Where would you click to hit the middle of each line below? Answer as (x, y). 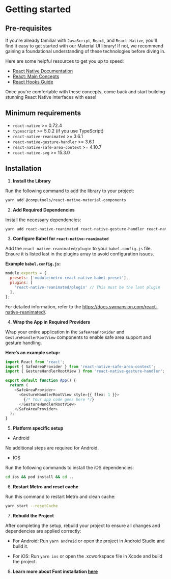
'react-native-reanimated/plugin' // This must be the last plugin (87, 287)
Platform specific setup (38, 428)
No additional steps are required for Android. (52, 448)
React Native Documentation (42, 71)
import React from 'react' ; (35, 362)
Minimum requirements (43, 113)
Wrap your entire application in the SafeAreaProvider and (65, 332)
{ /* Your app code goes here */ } (59, 399)
